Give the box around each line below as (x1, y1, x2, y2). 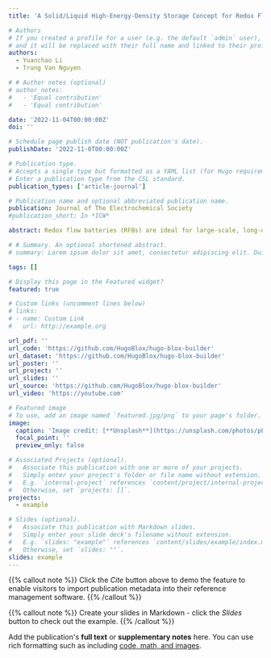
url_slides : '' (8, 375, 60, 383)
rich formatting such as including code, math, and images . (8, 641, 202, 651)
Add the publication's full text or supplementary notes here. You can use (8, 632, 254, 642)
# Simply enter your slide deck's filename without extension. (8, 530, 232, 539)
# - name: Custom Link (8, 315, 85, 323)
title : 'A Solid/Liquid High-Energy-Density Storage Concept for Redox (8, 11, 254, 20)
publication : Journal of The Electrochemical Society (8, 204, 194, 212)
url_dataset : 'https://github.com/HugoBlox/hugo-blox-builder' (8, 352, 226, 360)
